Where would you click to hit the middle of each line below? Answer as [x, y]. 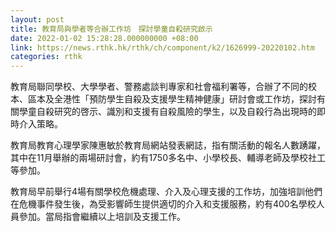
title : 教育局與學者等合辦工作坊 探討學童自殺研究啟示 [111, 29]
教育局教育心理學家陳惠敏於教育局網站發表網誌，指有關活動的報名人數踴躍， [168, 145]
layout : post [37, 19]
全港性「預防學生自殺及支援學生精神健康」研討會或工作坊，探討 [185, 99]
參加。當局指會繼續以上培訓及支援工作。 [102, 217]
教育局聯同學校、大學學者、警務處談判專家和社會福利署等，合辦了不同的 [159, 87]
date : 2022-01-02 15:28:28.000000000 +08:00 [104, 38]
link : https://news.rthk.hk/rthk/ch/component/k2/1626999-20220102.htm [162, 47]
